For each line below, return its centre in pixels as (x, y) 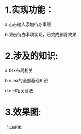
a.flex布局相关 (19, 70)
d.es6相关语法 (19, 90)
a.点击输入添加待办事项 (28, 24)
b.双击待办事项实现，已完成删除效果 (41, 34)
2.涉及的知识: (32, 56)
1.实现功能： (29, 10)
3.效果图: (23, 112)
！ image (13, 126)
